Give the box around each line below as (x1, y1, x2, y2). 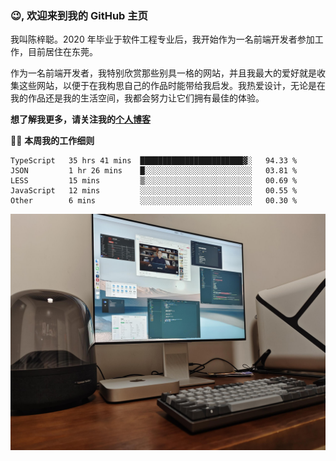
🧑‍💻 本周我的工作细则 (10, 135, 95, 147)
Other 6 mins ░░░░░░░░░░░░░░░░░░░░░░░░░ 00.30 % (10, 196, 298, 206)
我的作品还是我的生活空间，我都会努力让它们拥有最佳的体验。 (10, 92, 265, 104)
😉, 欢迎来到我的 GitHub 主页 (10, 8, 148, 22)
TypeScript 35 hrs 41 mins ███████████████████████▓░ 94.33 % (10, 156, 298, 166)
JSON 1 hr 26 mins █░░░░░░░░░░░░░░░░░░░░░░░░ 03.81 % (10, 166, 298, 176)
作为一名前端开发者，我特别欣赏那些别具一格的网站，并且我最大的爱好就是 (10, 67, 317, 79)
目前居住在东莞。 (27, 46, 98, 58)
